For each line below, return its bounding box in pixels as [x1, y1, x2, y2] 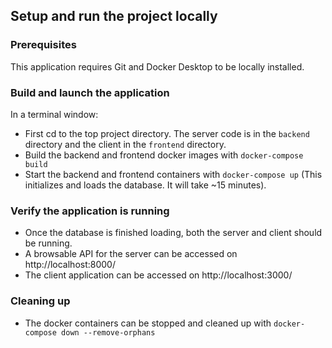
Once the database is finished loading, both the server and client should [24, 227, 323, 239]
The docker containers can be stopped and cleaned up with [24, 317, 272, 329]
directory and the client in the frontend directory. [24, 138, 227, 150]
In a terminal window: [10, 108, 99, 120]
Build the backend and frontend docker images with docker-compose [24, 149, 304, 161]
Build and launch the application [10, 85, 170, 99]
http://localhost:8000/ [24, 259, 116, 271]
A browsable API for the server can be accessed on [24, 248, 238, 260]
